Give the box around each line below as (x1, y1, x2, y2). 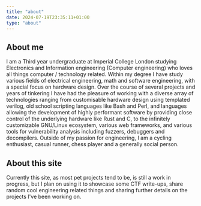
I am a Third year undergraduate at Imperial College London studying (6, 58, 177, 65)
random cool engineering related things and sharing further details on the (6, 187, 188, 193)
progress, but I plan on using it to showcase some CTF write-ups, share (6, 180, 184, 187)
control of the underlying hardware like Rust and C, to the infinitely (6, 115, 170, 123)
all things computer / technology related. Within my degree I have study (6, 71, 183, 78)
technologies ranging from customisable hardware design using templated (6, 96, 190, 104)
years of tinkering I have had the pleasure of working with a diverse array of (6, 90, 194, 97)
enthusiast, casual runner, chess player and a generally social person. (6, 141, 179, 148)
